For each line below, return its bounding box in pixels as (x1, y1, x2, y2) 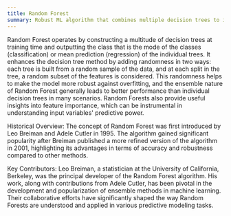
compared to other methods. (7, 151, 89, 159)
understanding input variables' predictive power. (7, 108, 144, 117)
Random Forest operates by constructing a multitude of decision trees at (7, 35, 212, 43)
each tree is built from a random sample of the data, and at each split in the (7, 65, 220, 73)
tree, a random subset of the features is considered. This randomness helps (7, 72, 222, 80)
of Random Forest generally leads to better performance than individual (7, 87, 210, 95)
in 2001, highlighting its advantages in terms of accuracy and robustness (7, 144, 213, 152)
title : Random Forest (7, 10, 69, 17)
